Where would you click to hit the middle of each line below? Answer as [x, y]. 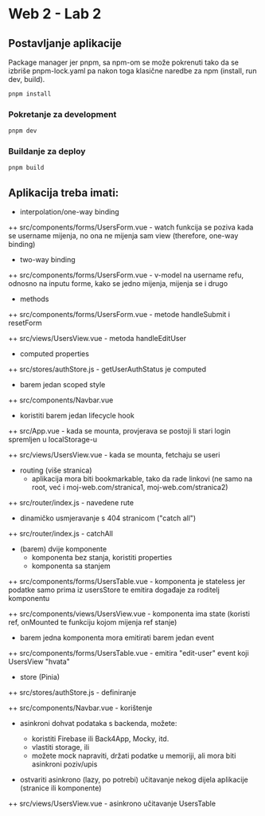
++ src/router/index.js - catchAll [61, 534]
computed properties [55, 354]
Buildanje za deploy [47, 151]
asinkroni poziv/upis [64, 764]
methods [34, 299]
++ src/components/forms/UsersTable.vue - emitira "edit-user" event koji [129, 653]
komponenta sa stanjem [71, 566]
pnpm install [30, 94]
